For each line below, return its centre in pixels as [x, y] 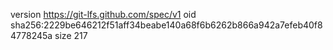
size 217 [71, 35]
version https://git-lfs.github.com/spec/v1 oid [103, 14]
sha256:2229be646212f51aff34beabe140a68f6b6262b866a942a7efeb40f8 [166, 25]
